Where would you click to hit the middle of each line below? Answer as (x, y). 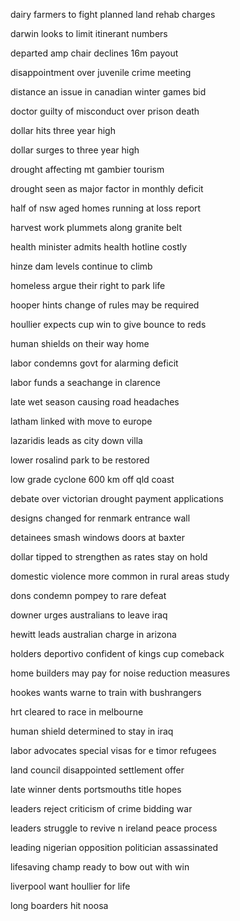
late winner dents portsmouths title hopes (96, 789)
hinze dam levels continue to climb (81, 266)
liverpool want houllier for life (70, 886)
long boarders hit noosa (59, 905)
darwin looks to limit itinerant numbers (89, 33)
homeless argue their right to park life (88, 285)
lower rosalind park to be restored (80, 460)
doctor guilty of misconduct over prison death (105, 111)
